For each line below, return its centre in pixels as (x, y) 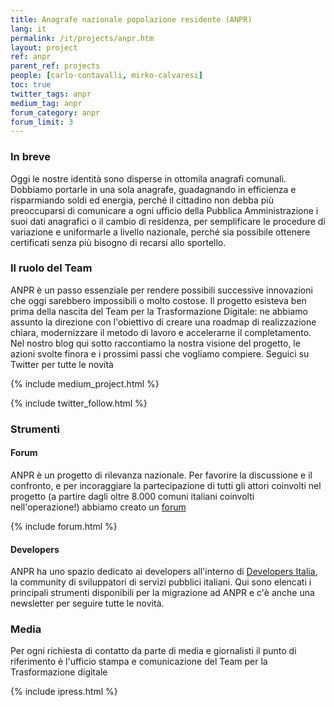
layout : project (44, 47)
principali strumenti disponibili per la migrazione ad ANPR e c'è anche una (162, 593)
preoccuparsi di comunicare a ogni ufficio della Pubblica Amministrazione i (164, 210)
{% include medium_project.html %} (85, 383)
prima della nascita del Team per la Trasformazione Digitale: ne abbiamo (159, 311)
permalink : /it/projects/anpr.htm (82, 38)
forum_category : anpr (55, 112)
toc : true (31, 85)
